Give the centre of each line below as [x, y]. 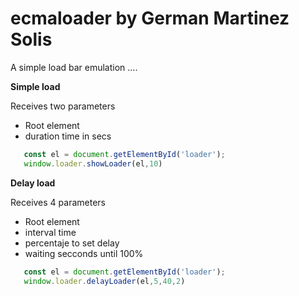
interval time [50, 232]
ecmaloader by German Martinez [150, 18]
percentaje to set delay [72, 243]
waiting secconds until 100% [84, 253]
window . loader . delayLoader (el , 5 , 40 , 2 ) [104, 281]
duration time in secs [68, 136]
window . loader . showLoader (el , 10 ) [93, 163]
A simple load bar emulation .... [74, 67]
